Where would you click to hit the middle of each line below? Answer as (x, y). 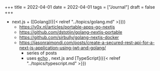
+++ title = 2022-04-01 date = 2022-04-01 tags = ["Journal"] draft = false (80, 7)
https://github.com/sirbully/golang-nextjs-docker (69, 37)
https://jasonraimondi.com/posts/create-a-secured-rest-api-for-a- (87, 43)
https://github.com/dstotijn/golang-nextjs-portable (71, 32)
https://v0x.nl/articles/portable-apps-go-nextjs (67, 27)
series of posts (42, 53)
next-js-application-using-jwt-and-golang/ (62, 48)
